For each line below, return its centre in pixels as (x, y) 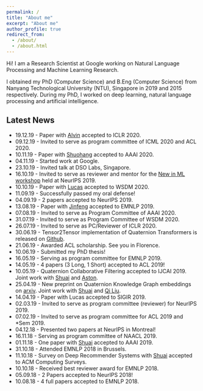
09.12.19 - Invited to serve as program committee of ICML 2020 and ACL (106, 142)
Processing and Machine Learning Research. (62, 70)
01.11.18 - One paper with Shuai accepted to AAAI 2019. (84, 342)
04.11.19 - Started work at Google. (57, 161)
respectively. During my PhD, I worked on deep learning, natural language (99, 95)
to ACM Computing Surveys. (51, 362)
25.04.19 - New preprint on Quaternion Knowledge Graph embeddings (103, 284)
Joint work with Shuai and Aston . (57, 278)
